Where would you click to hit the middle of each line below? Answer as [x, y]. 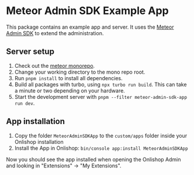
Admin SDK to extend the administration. [55, 33]
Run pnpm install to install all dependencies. [68, 78]
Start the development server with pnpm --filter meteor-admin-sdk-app [101, 97]
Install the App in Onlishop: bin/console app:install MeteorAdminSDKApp [101, 148]
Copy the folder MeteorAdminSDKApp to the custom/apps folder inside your [101, 135]
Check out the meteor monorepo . [55, 66]
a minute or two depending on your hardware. [70, 90]
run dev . [25, 103]
